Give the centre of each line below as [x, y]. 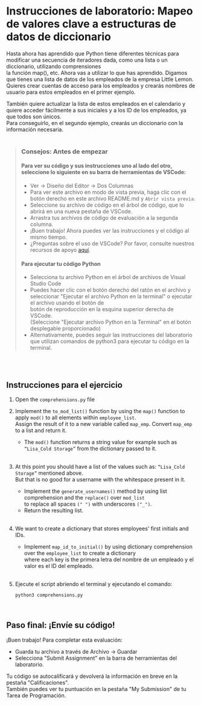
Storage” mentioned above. [49, 473]
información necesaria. [35, 129]
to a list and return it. [41, 431]
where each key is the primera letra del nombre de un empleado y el [109, 559]
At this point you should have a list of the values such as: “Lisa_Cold [100, 467]
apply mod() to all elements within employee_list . [75, 417]
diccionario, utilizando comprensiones [54, 66]
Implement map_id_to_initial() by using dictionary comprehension [108, 547]
